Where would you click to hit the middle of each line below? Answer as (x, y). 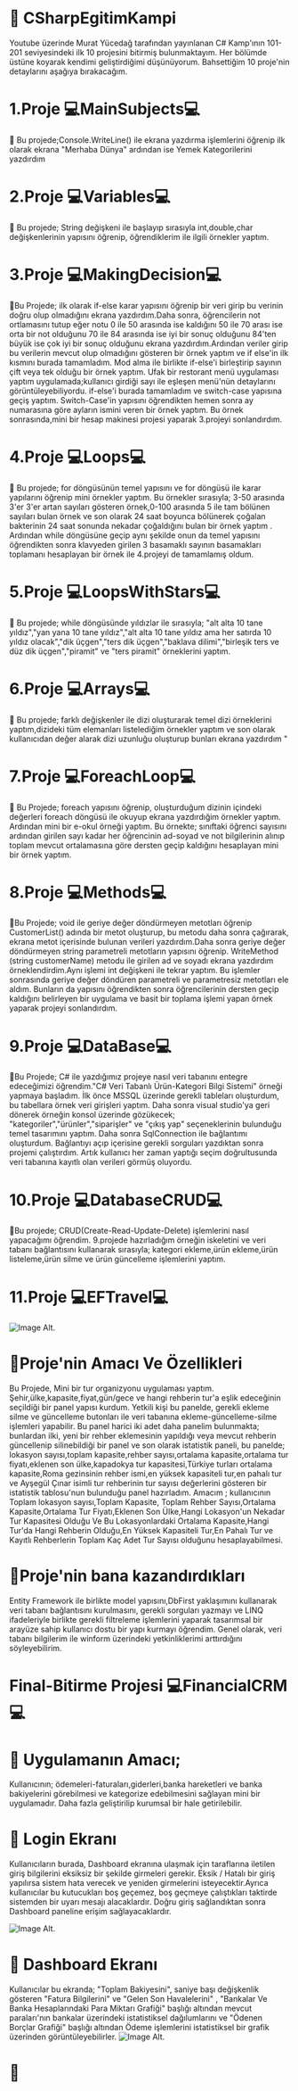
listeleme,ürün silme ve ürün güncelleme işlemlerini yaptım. (117, 1259)
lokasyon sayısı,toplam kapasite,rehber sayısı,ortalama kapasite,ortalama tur (149, 1455)
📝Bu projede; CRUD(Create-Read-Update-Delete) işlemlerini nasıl (129, 1231)
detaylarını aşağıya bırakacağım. (68, 71)
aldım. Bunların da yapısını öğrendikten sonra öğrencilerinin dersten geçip (144, 989)
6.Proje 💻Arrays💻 (80, 688)
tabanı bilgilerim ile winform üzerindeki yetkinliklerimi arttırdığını (126, 1639)
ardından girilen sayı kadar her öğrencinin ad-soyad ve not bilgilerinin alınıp (147, 835)
